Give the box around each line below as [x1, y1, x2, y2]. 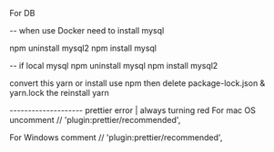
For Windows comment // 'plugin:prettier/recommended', [9, 132, 223, 143]
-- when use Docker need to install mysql [9, 25, 165, 35]
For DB [9, 8, 36, 18]
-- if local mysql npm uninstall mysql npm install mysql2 [9, 61, 218, 71]
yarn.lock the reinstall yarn [9, 88, 109, 98]
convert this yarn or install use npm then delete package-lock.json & [9, 78, 266, 89]
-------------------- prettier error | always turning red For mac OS [9, 105, 257, 116]
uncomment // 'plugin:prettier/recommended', [9, 115, 181, 125]
